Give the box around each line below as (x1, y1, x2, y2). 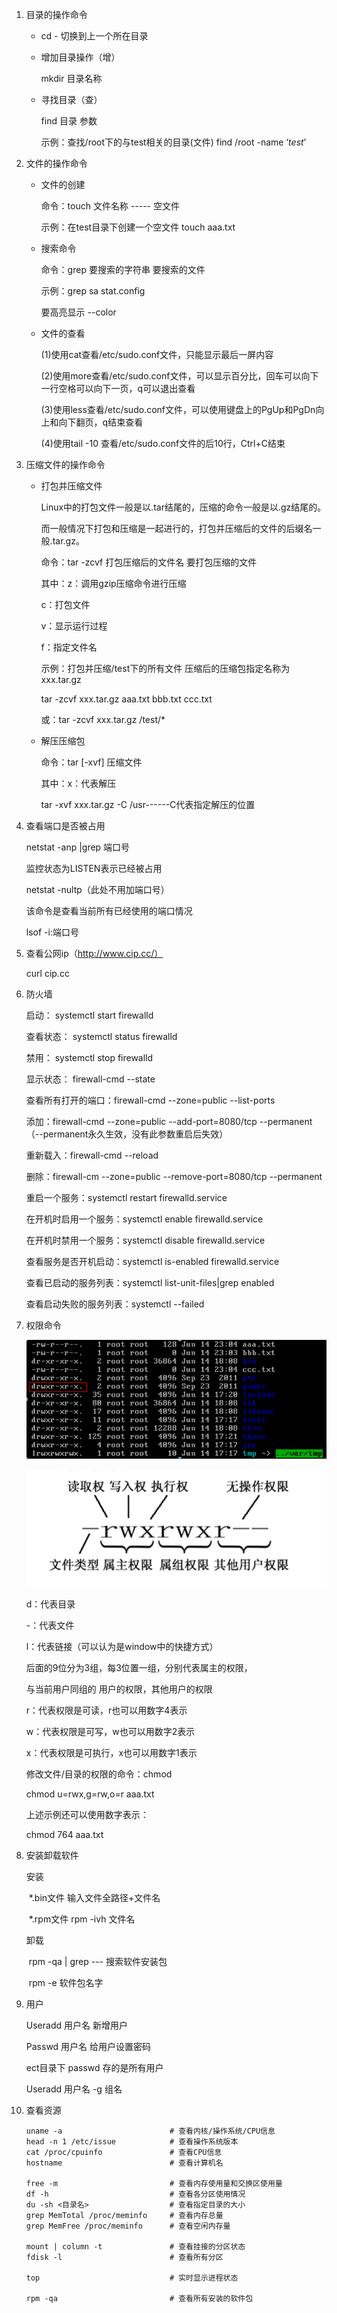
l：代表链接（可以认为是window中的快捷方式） (25, 1640, 219, 1652)
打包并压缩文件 (40, 480, 103, 492)
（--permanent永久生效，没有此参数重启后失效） (25, 1128, 229, 1140)
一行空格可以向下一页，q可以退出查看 (40, 383, 196, 394)
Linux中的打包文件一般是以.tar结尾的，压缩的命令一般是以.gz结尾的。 (40, 501, 327, 513)
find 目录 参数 (40, 115, 98, 127)
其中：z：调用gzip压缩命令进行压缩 (40, 578, 187, 589)
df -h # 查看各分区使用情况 (25, 2189, 246, 2199)
